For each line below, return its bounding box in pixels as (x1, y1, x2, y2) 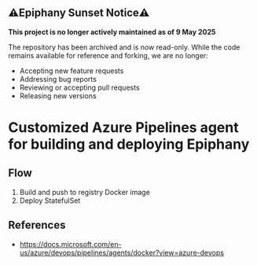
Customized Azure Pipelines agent (8, 119, 239, 136)
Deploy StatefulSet (19, 196, 81, 205)
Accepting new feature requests (19, 66, 124, 75)
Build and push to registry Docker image (19, 187, 151, 197)
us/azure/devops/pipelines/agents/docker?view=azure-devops (19, 248, 224, 257)
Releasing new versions (19, 90, 97, 101)
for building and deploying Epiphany (8, 135, 250, 153)
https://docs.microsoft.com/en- (19, 239, 122, 248)
